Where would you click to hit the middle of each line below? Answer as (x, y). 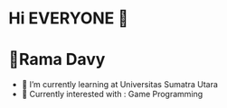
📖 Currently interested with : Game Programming (112, 94)
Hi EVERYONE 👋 (68, 18)
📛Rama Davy (57, 60)
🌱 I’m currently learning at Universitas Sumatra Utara (120, 85)
